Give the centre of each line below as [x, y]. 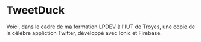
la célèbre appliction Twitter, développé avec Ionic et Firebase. [84, 33]
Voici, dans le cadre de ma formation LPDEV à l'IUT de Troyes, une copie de [101, 27]
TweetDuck [36, 10]
